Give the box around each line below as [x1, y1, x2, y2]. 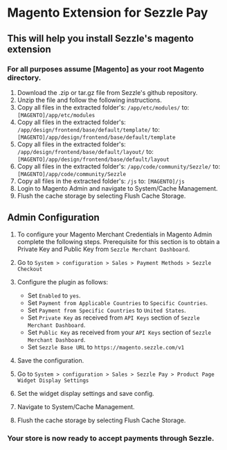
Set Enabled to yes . [27, 291, 81, 300]
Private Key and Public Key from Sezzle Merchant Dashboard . [17, 245, 190, 253]
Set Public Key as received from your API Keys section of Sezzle [27, 328, 212, 336]
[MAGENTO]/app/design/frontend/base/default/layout [17, 156, 170, 163]
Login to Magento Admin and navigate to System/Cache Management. [17, 184, 218, 192]
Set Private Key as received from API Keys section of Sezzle [27, 313, 200, 322]
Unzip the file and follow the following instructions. [17, 96, 163, 104]
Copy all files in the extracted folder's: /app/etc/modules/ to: [17, 103, 190, 112]
